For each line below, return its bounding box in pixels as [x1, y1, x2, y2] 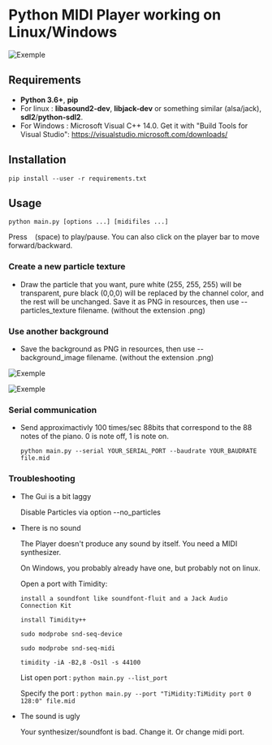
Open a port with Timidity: [19, 579, 108, 588]
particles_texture [19, 305, 77, 315]
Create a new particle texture [8, 261, 126, 273]
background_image [19, 352, 85, 362]
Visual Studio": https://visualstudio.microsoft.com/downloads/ [19, 129, 228, 139]
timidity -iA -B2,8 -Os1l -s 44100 [19, 658, 141, 666]
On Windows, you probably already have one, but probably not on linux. [19, 562, 261, 573]
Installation [8, 153, 67, 167]
